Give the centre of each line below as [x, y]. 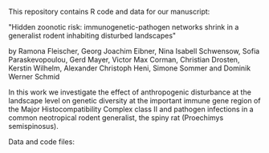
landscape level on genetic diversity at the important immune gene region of [134, 101]
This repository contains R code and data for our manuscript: [109, 12]
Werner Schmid [34, 76]
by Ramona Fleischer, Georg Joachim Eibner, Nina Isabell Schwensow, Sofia [134, 51]
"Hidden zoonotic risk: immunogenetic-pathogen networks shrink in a [124, 27]
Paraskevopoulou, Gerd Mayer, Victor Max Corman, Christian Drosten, [124, 60]
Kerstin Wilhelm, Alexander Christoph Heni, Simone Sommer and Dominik [130, 68]
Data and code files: [41, 142]
